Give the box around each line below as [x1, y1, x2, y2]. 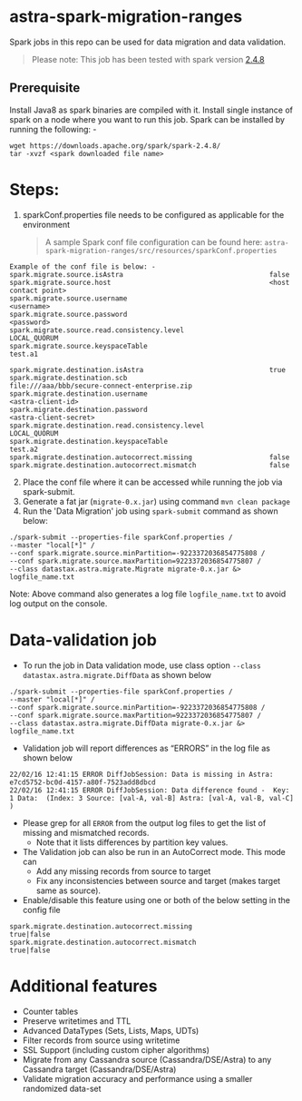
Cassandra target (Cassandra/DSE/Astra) [22, 1064, 177, 1075]
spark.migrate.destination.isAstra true [9, 365, 286, 374]
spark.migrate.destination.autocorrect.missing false [9, 452, 290, 462]
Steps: [9, 179, 60, 200]
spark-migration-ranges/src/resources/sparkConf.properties [44, 246, 278, 255]
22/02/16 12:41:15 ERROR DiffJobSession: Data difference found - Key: [9, 785, 290, 795]
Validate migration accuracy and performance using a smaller [22, 1073, 253, 1084]
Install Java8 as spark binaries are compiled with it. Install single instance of [9, 104, 293, 115]
